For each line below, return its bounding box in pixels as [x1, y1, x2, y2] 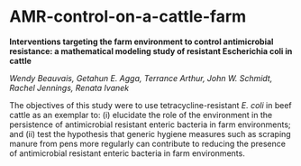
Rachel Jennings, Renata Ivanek [9, 82, 130, 93]
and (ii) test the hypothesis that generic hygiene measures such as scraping [9, 128, 291, 139]
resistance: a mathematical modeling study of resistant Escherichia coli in [9, 45, 293, 56]
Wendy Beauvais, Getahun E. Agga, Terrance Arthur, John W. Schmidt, [9, 72, 273, 83]
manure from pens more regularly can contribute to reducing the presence [9, 138, 287, 149]
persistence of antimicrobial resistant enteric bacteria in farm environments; [9, 119, 291, 130]
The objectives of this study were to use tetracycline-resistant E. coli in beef [9, 99, 292, 110]
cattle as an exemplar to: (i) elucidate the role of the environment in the [9, 109, 273, 120]
